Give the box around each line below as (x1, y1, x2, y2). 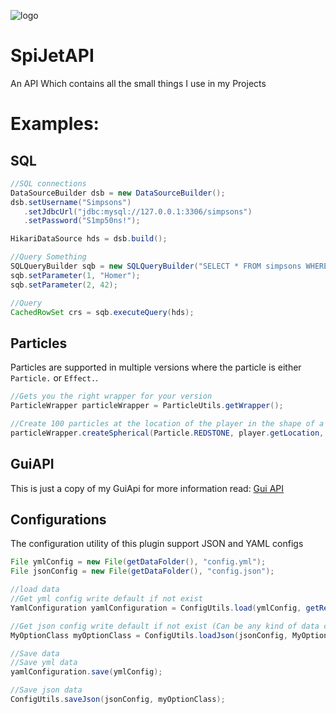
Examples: (10, 113, 100, 135)
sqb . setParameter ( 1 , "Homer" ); (10, 270, 141, 280)
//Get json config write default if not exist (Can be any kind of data (10, 621, 320, 631)
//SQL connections (10, 178, 87, 189)
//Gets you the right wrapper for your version (10, 391, 213, 402)
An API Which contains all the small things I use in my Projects (10, 77, 267, 89)
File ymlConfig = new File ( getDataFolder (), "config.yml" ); (10, 557, 267, 567)
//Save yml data (10, 658, 78, 668)
